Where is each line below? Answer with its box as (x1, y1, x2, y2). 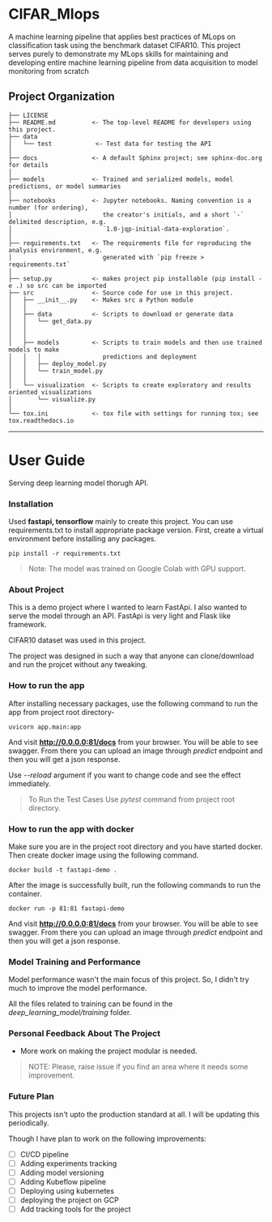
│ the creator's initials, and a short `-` (8, 210, 244, 219)
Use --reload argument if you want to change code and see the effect (8, 770, 241, 780)
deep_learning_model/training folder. (8, 1008, 132, 1018)
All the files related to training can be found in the (8, 999, 173, 1009)
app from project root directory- (8, 707, 115, 716)
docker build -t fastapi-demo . (8, 866, 117, 874)
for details (8, 161, 49, 169)
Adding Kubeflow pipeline (19, 1177, 107, 1186)
